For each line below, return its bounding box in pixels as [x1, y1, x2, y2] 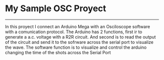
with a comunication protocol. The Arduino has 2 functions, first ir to [5, 29, 143, 35]
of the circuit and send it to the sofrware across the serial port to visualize [5, 39, 154, 45]
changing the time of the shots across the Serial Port [5, 49, 111, 55]
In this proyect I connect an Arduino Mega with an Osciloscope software [5, 23, 150, 29]
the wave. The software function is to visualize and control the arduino [5, 44, 147, 50]
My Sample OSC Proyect [5, 3, 106, 14]
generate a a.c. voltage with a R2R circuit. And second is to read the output [5, 34, 156, 40]
